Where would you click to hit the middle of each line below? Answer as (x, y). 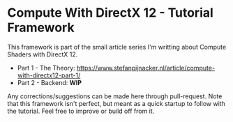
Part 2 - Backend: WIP (50, 82)
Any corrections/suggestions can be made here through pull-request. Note (115, 96)
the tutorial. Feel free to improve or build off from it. (81, 111)
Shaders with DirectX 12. (43, 54)
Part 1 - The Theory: (46, 68)
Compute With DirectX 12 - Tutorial (111, 13)
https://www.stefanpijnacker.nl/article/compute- (145, 68)
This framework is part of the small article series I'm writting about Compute (117, 47)
